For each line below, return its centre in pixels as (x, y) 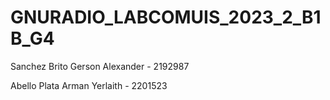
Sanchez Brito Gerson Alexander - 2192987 (100, 66)
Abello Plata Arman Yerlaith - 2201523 (89, 85)
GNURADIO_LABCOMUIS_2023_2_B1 (166, 17)
